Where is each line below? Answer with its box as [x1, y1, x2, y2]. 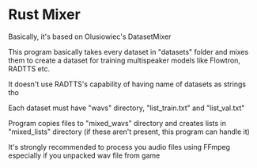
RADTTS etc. [8, 63, 50, 73]
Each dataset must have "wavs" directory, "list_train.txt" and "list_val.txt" [8, 103, 245, 113]
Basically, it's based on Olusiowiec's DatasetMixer [8, 32, 172, 41]
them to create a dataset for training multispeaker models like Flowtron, [8, 55, 241, 65]
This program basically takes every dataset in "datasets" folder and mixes [8, 47, 249, 56]
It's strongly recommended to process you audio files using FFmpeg [8, 142, 231, 151]
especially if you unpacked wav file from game [8, 151, 161, 160]
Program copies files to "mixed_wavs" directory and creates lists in [8, 118, 227, 128]
